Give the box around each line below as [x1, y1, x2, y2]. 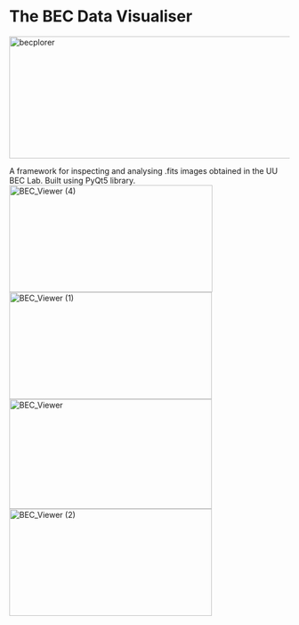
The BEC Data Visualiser [9, 6, 193, 27]
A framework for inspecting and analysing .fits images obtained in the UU [9, 165, 279, 176]
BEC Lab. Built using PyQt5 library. [9, 175, 136, 185]
